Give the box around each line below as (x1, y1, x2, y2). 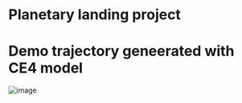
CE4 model (8, 59, 83, 77)
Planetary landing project (8, 6, 181, 24)
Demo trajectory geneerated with (8, 42, 235, 61)
